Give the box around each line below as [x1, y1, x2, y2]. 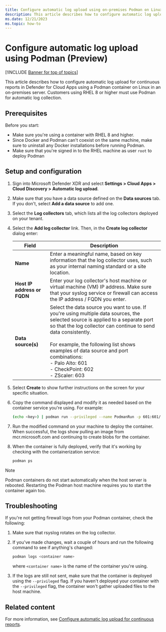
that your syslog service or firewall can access [50, 289, 158, 296]
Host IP [14, 280, 33, 287]
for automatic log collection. [5, 95, 62, 101]
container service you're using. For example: [12, 404, 103, 410]
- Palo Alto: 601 [50, 359, 88, 366]
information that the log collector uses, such [50, 256, 152, 263]
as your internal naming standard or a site [50, 263, 147, 270]
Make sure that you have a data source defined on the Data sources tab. [12, 195, 161, 201]
